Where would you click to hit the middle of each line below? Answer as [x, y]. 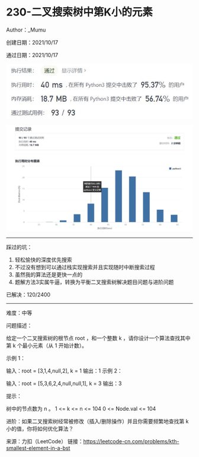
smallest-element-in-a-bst [38, 448]
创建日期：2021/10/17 [32, 42]
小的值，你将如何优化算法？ [40, 428]
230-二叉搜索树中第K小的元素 [79, 12]
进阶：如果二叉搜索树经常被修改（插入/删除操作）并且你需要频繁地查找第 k [97, 421]
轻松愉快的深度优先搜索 [43, 260]
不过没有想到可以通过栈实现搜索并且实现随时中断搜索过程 [85, 267]
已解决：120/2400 [28, 294]
